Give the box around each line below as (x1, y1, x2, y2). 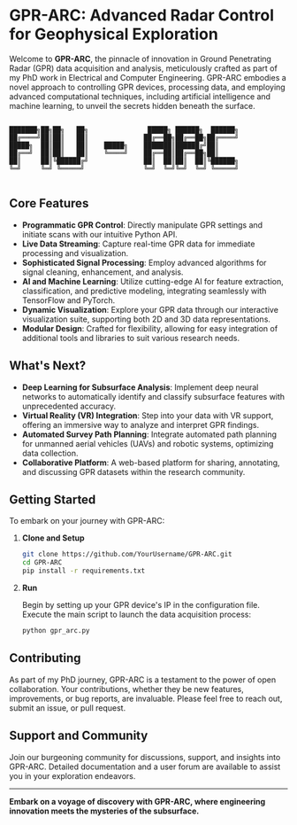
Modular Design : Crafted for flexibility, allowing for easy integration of (21, 323, 278, 333)
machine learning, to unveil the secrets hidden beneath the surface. (9, 100, 256, 111)
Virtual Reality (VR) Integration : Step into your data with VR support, (21, 409, 274, 421)
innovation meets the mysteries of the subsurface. (9, 806, 200, 816)
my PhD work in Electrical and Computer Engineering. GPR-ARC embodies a (9, 72, 287, 82)
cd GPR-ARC (21, 558, 63, 567)
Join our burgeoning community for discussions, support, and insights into (9, 751, 281, 762)
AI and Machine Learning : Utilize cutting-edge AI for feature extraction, (21, 276, 285, 286)
